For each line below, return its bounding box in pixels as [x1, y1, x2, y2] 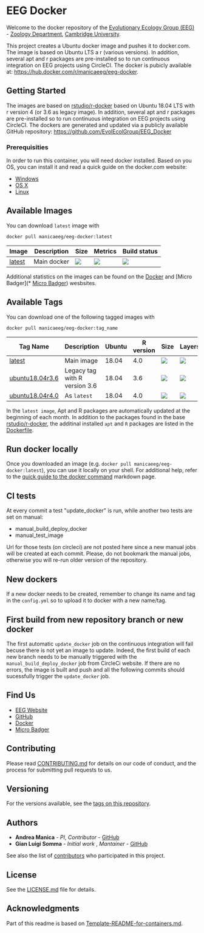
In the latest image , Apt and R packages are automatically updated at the [6, 406, 190, 414]
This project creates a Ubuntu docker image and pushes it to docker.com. [6, 42, 191, 49]
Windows [15, 175, 39, 183]
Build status [122, 247, 158, 255]
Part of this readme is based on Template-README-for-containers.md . [6, 920, 183, 927]
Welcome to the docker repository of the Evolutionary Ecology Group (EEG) [6, 24, 195, 31]
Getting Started [6, 86, 66, 96]
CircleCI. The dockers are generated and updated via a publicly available [6, 121, 188, 129]
